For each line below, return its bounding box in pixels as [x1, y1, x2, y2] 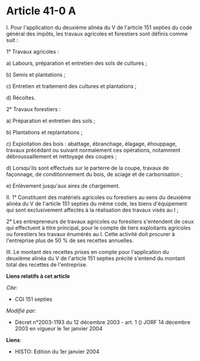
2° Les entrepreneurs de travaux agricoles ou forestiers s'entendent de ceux [6, 218, 194, 225]
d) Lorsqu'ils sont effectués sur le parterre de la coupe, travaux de [6, 164, 170, 171]
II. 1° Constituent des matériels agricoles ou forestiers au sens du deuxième [6, 193, 192, 200]
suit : [6, 36, 18, 43]
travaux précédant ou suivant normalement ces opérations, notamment [6, 146, 180, 153]
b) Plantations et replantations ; [6, 128, 83, 136]
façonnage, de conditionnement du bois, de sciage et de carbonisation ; [6, 171, 183, 178]
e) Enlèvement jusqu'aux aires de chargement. [6, 182, 120, 189]
